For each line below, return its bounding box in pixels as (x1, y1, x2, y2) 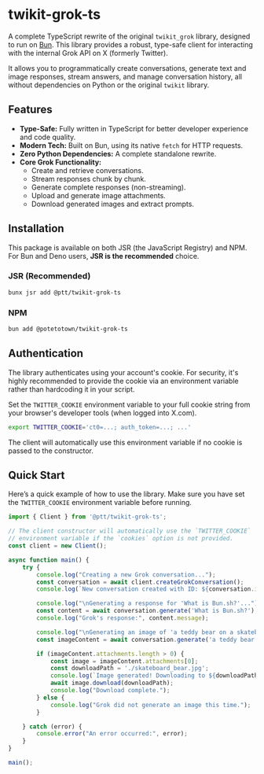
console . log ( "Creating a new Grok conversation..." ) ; (36, 570, 216, 579)
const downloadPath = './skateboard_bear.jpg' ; (49, 665, 210, 673)
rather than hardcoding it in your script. (8, 384, 135, 394)
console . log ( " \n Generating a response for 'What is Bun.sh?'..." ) (36, 599, 258, 607)
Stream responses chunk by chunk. (31, 174, 147, 183)
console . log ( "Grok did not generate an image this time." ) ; (49, 701, 251, 709)
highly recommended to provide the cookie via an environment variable (8, 376, 239, 385)
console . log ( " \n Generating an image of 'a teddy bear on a (36, 628, 234, 636)
